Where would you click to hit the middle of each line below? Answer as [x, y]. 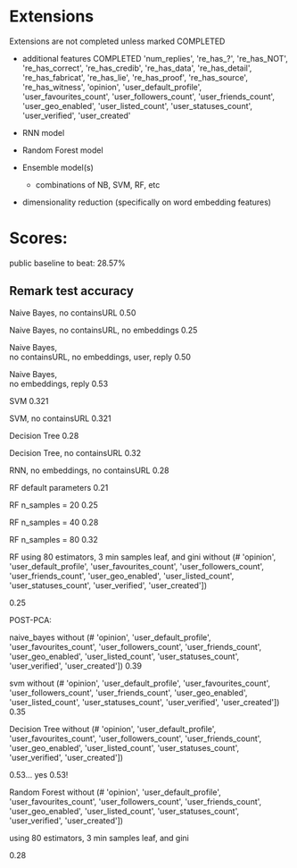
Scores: [39, 238]
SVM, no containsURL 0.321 [60, 418]
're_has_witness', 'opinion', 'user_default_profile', [112, 87]
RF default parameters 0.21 [59, 487]
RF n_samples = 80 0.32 [54, 539]
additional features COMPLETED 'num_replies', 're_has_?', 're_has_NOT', [155, 58]
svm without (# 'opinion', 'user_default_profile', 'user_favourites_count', [140, 683]
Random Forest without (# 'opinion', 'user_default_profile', [115, 792]
